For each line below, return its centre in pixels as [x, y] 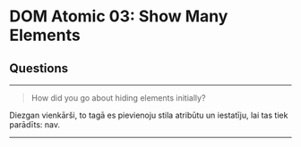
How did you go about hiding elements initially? [118, 98]
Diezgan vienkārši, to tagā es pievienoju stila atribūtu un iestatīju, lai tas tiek [149, 115]
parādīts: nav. [35, 125]
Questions [39, 68]
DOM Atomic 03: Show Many [119, 16]
